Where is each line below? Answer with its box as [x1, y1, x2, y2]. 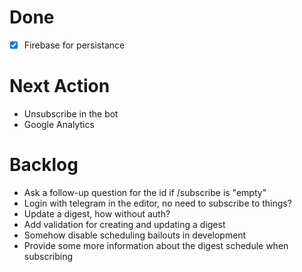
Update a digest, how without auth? [23, 207, 171, 220]
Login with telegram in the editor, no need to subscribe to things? [23, 197, 292, 209]
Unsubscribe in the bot [23, 107, 119, 120]
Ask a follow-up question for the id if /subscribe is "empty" [23, 186, 267, 198]
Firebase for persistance [23, 39, 126, 51]
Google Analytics [23, 118, 95, 130]
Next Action [9, 75, 111, 98]
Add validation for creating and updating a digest [23, 218, 226, 230]
